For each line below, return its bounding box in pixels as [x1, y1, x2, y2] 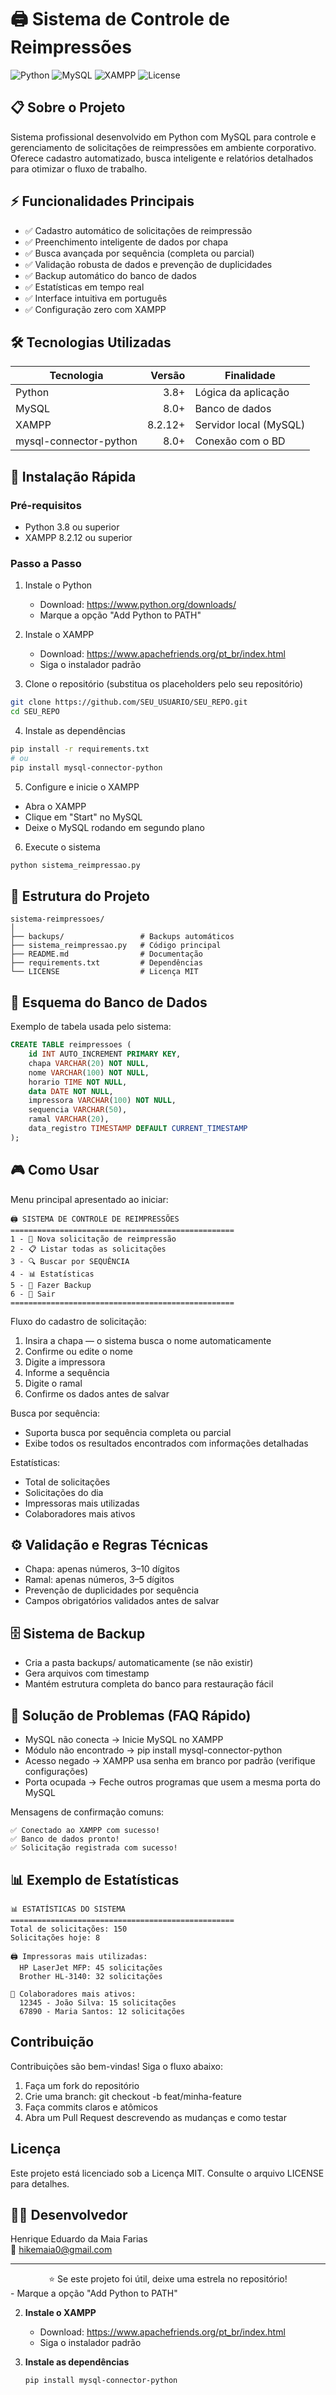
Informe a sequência [24, 1366, 110, 1378]
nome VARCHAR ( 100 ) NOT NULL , [28, 1067, 150, 1078]
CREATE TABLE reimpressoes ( [10, 1040, 132, 1050]
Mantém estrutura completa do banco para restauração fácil [24, 1678, 274, 1690]
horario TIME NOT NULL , [28, 1077, 128, 1087]
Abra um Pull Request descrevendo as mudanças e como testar [24, 2111, 288, 2123]
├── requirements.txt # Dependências [10, 958, 203, 968]
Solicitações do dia [24, 1486, 104, 1498]
